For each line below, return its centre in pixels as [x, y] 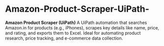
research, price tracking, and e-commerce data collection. [64, 38]
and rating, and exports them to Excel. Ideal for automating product [73, 33]
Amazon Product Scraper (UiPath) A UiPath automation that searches [76, 23]
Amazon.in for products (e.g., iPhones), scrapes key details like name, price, [82, 27]
